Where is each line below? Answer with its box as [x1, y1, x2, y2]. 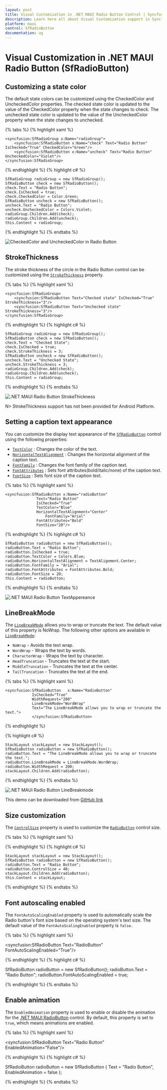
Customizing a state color [5, 82, 86, 91]
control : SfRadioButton [5, 26, 55, 31]
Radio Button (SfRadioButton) [5, 63, 129, 74]
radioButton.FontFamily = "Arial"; [5, 562, 79, 567]
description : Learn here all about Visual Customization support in [5, 16, 150, 21]
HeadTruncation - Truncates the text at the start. [12, 658, 110, 664]
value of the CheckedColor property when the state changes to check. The [5, 106, 159, 112]
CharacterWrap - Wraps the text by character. [12, 653, 104, 659]
